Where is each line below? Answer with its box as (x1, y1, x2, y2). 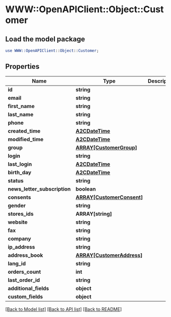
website (8, 218, 28, 225)
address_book (8, 251, 43, 258)
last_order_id (8, 276, 40, 283)
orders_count (8, 268, 41, 275)
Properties (5, 62, 40, 71)
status (8, 177, 24, 184)
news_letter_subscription (8, 185, 71, 192)
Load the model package (5, 35, 85, 43)
